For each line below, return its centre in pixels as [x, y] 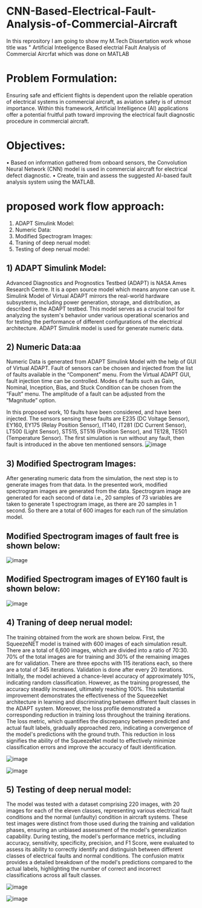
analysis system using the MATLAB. [51, 182]
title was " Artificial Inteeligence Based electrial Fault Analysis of [86, 47]
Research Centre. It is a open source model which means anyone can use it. [101, 289]
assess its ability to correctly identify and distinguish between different [94, 850]
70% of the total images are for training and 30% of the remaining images [98, 656]
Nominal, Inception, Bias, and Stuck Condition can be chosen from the [94, 388]
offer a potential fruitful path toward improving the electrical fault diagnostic [101, 114]
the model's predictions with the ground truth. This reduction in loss [91, 734]
